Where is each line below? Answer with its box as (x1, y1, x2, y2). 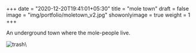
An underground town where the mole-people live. (6, 29, 130, 36)
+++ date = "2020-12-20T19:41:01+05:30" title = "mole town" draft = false (6, 5, 189, 12)
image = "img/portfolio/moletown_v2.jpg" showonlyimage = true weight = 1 (6, 11, 191, 18)
